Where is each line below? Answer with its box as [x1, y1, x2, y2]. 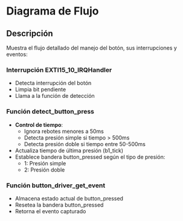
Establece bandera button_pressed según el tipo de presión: [14, 153, 165, 161]
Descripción [6, 28, 53, 39]
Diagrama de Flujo [6, 4, 99, 18]
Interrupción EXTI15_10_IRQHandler [6, 65, 112, 74]
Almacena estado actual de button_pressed [14, 194, 124, 202]
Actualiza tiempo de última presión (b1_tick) [14, 147, 124, 154]
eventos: [6, 51, 28, 58]
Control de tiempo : [14, 121, 63, 128]
